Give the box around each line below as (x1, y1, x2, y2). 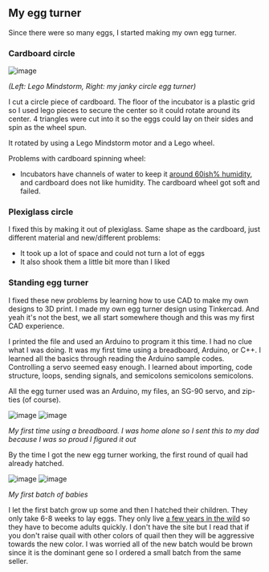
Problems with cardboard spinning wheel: (8, 154, 146, 164)
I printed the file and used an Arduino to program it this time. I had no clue (8, 336, 253, 346)
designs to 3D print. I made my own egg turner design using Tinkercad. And (8, 304, 259, 314)
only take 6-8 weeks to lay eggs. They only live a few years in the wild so (8, 513, 251, 523)
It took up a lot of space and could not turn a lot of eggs (19, 249, 205, 258)
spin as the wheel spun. (8, 123, 87, 132)
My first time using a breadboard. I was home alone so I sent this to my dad (8, 425, 259, 436)
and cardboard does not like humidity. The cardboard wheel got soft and (19, 178, 260, 188)
